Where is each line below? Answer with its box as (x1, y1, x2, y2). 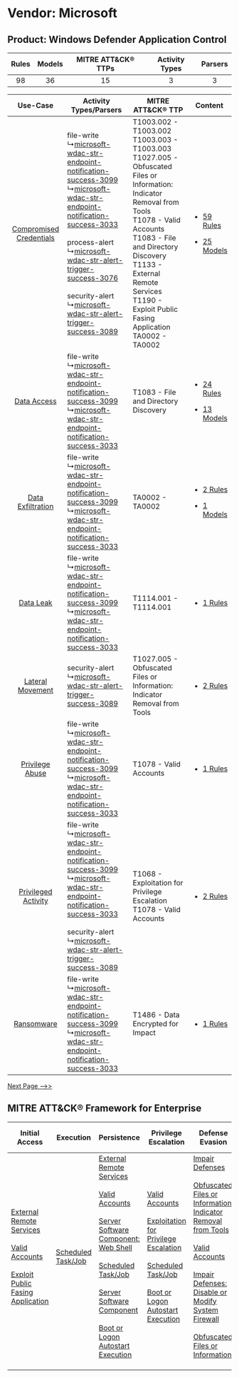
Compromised (11, 224, 60, 233)
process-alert (67, 238, 114, 247)
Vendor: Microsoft (7, 5, 117, 21)
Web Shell (98, 1242, 133, 1252)
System (193, 1304, 219, 1314)
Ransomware (14, 1019, 58, 1028)
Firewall (193, 1314, 219, 1324)
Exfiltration (17, 502, 54, 511)
